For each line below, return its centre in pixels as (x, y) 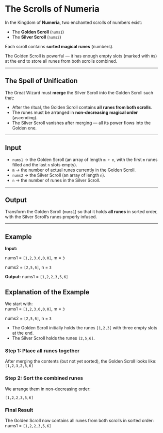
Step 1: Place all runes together (42, 350)
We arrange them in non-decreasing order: (48, 389)
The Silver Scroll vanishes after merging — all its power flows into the (81, 123)
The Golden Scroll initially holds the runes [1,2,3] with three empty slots (85, 328)
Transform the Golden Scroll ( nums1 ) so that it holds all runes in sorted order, (81, 212)
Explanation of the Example (47, 292)
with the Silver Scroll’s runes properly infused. (51, 217)
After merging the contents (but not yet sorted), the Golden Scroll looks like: (81, 361)
